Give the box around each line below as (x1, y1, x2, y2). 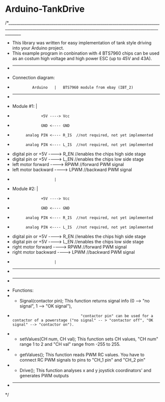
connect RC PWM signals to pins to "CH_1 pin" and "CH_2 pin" (19, 357, 146, 363)
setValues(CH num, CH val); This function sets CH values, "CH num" (19, 336, 159, 342)
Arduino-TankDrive (5, 3, 85, 15)
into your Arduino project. (12, 45, 64, 51)
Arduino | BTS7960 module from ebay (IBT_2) (32, 85, 134, 90)
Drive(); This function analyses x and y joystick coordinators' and (19, 367, 151, 373)
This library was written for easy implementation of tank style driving (12, 39, 152, 45)
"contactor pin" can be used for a (80, 313, 153, 318)
